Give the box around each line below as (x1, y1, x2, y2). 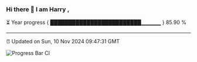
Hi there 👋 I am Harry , (6, 5, 70, 13)
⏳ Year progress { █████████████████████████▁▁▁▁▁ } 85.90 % (6, 19, 186, 26)
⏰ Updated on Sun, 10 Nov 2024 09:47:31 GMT (6, 38, 120, 45)
